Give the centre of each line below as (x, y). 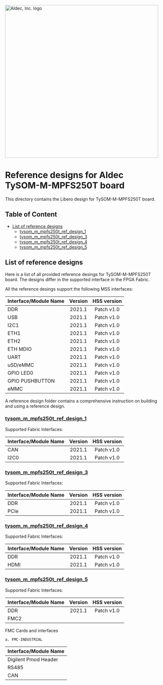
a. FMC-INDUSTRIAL (24, 639)
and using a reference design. (35, 406)
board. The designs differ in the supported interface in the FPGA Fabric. (78, 279)
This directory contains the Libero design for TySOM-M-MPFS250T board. (80, 199)
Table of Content (31, 215)
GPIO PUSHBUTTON (31, 381)
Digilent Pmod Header (33, 659)
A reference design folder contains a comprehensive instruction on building (81, 401)
